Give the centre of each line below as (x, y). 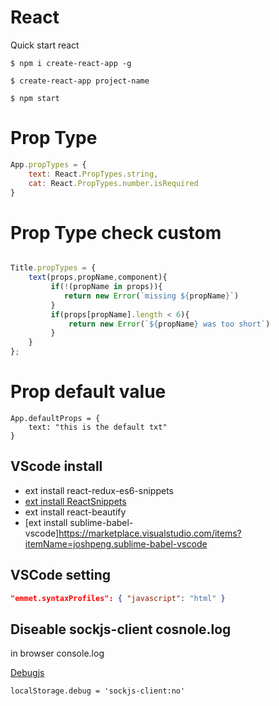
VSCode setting (61, 575)
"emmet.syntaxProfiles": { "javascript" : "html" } (118, 598)
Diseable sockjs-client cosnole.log (121, 629)
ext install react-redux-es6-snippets (99, 490)
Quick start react (45, 45)
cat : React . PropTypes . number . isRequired (113, 183)
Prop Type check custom (116, 232)
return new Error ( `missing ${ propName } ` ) (151, 296)
